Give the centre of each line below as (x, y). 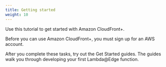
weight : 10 (17, 15)
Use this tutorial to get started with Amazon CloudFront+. (65, 29)
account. (14, 44)
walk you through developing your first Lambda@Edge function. (72, 59)
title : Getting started (30, 10)
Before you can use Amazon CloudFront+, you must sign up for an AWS (80, 39)
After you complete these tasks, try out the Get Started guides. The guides (83, 54)
